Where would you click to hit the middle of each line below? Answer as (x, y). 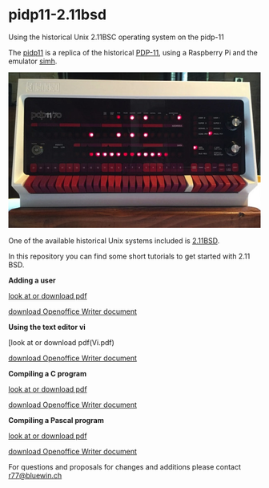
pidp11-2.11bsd (57, 15)
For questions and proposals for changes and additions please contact (125, 467)
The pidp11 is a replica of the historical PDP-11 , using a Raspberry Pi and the (133, 52)
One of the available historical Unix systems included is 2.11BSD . (114, 241)
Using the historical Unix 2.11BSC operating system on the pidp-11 (116, 37)
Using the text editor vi (47, 327)
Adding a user (32, 281)
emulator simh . (33, 61)
